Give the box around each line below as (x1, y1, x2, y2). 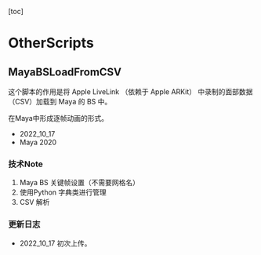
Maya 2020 (19, 137, 57, 147)
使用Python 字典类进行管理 (19, 188, 107, 197)
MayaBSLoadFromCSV (8, 65, 122, 78)
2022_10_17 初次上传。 (19, 239, 92, 248)
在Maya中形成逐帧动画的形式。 (8, 114, 108, 122)
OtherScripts (8, 35, 94, 52)
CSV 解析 (19, 198, 50, 207)
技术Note (8, 158, 43, 169)
